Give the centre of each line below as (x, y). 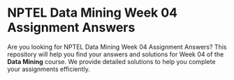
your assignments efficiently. (49, 69)
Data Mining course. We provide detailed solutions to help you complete (111, 61)
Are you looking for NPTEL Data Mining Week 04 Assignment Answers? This (117, 47)
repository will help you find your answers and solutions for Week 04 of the (116, 54)
